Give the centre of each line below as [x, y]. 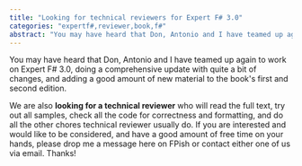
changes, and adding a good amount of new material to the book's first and [149, 79]
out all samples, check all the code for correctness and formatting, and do [147, 115]
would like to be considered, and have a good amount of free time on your [147, 135]
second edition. [38, 88]
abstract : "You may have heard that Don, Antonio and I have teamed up [146, 34]
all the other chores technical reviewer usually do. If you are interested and [148, 125]
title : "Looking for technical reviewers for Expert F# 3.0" [126, 17]
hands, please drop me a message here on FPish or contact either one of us [150, 144]
